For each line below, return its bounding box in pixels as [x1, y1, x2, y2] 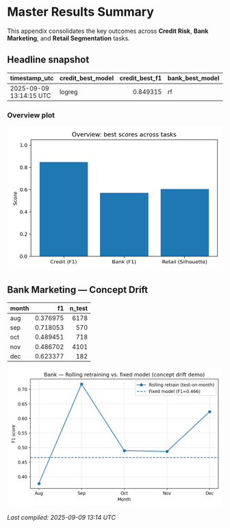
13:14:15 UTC [10, 91, 51, 99]
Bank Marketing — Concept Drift [7, 284, 149, 296]
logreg [59, 88, 78, 96]
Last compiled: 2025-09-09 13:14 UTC [7, 514, 116, 522]
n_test [69, 304, 88, 312]
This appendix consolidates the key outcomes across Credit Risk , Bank [7, 27, 209, 35]
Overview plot [7, 110, 55, 120]
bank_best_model [167, 74, 220, 82]
